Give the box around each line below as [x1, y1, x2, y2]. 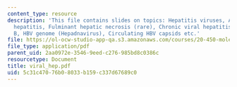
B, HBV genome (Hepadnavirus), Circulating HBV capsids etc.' [13, 29, 200, 37]
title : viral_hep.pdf [7, 62, 71, 69]
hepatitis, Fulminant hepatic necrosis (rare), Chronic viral [13, 23, 200, 30]
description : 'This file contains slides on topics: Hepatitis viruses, [7, 17, 226, 24]
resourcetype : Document [7, 56, 78, 63]
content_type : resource [7, 10, 78, 18]
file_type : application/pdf [7, 43, 90, 50]
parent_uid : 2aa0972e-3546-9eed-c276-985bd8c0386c [7, 50, 159, 57]
